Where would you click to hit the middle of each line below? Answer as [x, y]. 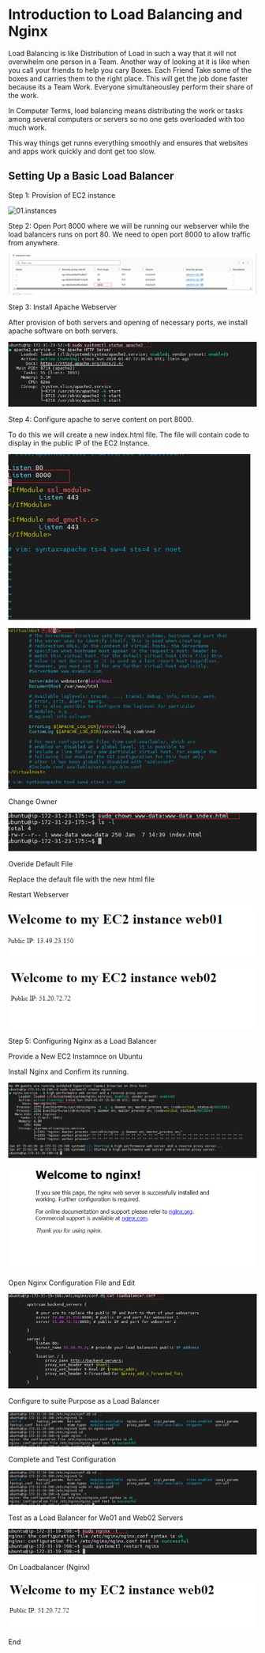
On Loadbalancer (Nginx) [49, 1568]
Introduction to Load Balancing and [125, 15]
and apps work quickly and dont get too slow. [82, 151]
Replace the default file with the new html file [82, 879]
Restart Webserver [39, 895]
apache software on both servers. [63, 331]
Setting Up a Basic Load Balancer [91, 176]
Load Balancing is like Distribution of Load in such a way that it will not [122, 53]
